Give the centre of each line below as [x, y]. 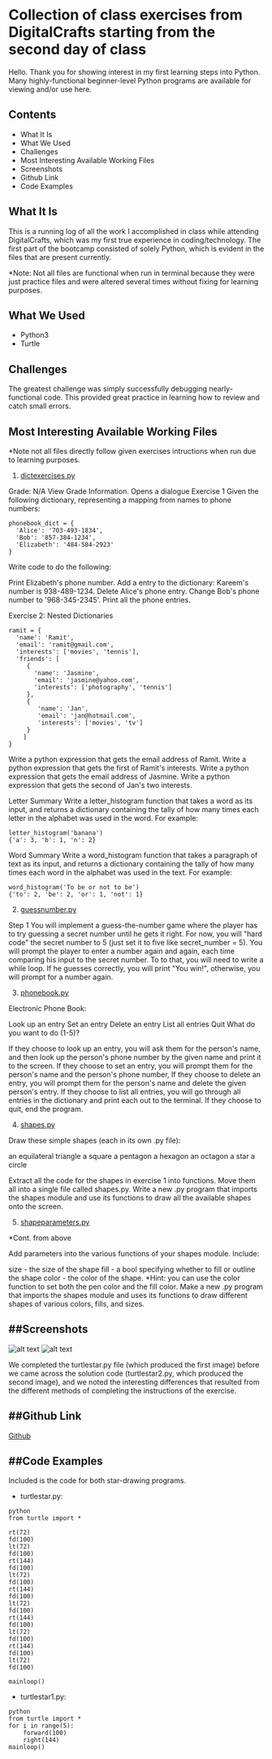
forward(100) [45, 1733]
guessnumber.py [48, 910]
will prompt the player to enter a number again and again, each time [122, 951]
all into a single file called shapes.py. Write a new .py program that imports [133, 1189]
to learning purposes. [44, 460]
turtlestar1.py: [43, 1697]
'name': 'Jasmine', [67, 673]
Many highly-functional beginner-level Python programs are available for [130, 80]
